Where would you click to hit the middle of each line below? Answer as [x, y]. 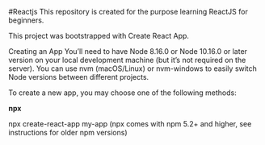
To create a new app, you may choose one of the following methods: [122, 93]
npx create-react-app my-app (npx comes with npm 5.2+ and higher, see [130, 124]
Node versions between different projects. [79, 77]
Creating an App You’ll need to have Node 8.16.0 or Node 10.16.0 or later [128, 51]
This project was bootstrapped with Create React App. [99, 36]
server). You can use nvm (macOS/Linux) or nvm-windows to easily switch [132, 68]
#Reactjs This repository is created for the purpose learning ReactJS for [128, 12]
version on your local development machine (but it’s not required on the [127, 60]
